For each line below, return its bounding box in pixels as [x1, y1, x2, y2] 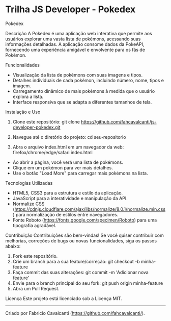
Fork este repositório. [12, 253, 58, 259]
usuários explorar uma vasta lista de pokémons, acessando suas [5, 36, 141, 42]
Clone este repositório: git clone [12, 118, 80, 125]
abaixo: [5, 243, 21, 249]
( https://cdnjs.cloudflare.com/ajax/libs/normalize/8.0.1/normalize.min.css [12, 206, 166, 212]
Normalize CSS [12, 201, 45, 207]
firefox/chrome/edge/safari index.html [12, 149, 93, 155]
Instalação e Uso [5, 109, 41, 115]
